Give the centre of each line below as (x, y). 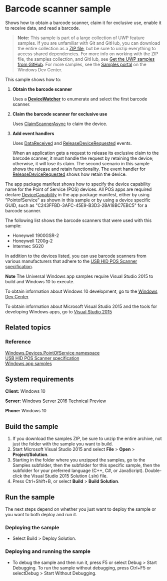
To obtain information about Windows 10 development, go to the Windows (81, 291)
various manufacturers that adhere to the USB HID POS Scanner (71, 261)
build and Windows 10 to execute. (40, 281)
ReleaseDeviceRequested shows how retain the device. (69, 174)
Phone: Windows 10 (26, 411)
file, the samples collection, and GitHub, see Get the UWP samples (86, 59)
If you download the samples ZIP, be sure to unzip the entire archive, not (87, 439)
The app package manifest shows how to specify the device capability (78, 184)
